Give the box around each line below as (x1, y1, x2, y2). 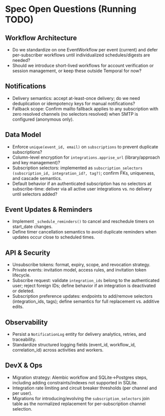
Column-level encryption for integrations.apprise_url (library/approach (12, 154, 160, 160)
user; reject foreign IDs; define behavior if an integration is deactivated (12, 283, 156, 289)
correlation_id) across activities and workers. (12, 347, 104, 353)
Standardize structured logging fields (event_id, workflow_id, (12, 342, 136, 348)
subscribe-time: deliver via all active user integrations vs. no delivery (12, 185, 152, 191)
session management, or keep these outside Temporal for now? (12, 68, 142, 74)
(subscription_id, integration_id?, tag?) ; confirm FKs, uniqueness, (12, 170, 155, 176)
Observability (5, 318, 48, 326)
